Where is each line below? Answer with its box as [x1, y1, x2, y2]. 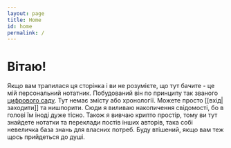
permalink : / [7, 29, 45, 36]
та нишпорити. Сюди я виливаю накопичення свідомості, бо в [40, 104, 224, 112]
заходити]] [7, 104, 39, 112]
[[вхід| [204, 96, 223, 105]
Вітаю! [7, 59, 47, 74]
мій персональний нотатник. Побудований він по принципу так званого [7, 89, 219, 97]
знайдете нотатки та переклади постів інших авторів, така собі [7, 118, 194, 127]
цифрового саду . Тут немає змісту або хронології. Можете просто [7, 96, 203, 105]
